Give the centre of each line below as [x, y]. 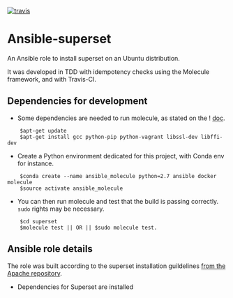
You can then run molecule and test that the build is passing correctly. [118, 201]
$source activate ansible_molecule [72, 188]
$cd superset [39, 221]
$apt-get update [44, 131]
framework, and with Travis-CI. [52, 79]
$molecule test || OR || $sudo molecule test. [89, 228]
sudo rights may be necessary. [61, 209]
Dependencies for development [77, 101]
